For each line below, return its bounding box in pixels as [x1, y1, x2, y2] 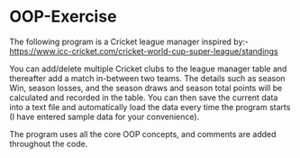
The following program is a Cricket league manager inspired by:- [9, 36, 250, 47]
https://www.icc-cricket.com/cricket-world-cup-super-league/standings [9, 45, 278, 56]
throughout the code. [9, 138, 88, 149]
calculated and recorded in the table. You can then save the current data [9, 92, 278, 103]
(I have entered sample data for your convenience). [9, 111, 200, 122]
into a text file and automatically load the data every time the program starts [9, 101, 291, 112]
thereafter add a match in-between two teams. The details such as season [9, 72, 286, 83]
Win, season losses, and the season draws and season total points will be [9, 82, 283, 93]
